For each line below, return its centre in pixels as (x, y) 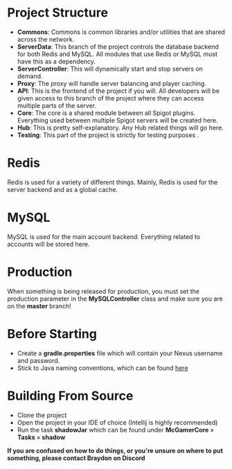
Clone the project (42, 415)
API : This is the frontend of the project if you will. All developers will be (118, 91)
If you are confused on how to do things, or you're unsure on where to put (115, 450)
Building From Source (70, 396)
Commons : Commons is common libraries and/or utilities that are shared (121, 32)
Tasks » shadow (41, 437)
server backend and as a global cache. (63, 189)
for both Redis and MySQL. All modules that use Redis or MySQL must (117, 54)
